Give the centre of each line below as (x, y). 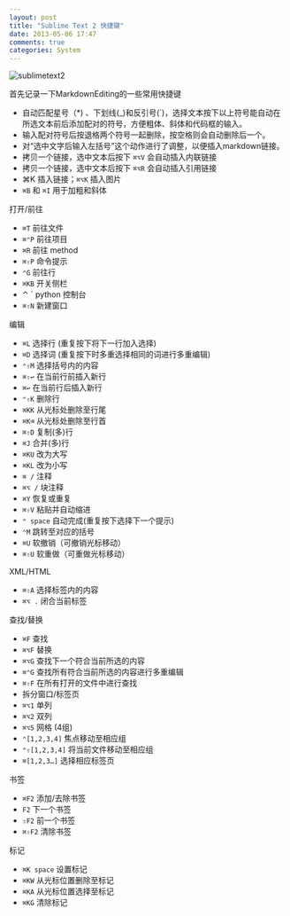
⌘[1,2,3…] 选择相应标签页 (68, 761)
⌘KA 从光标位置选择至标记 (68, 891)
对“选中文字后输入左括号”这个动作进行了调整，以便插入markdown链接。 (153, 146)
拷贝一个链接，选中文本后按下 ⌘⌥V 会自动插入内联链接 (119, 157)
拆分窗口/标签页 (50, 694)
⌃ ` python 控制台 (54, 294)
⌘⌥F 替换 (37, 650)
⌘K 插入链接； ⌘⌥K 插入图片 (72, 179)
